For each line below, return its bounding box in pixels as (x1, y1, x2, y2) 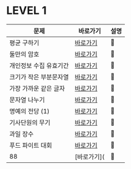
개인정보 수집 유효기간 (9, 61, 69, 70)
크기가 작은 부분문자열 (9, 72, 69, 81)
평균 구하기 (9, 38, 40, 47)
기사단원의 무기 (9, 118, 51, 126)
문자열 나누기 (9, 95, 45, 104)
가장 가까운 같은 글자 (9, 84, 65, 92)
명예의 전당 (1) (9, 107, 50, 116)
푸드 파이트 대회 (9, 141, 52, 150)
